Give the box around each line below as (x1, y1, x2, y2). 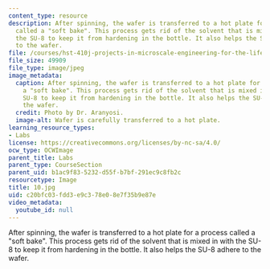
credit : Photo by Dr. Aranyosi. (15, 109, 125, 117)
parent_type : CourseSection (8, 161, 103, 169)
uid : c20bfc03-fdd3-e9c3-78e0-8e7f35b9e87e (8, 190, 157, 199)
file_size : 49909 (8, 57, 67, 65)
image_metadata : (8, 71, 63, 79)
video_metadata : (8, 198, 63, 206)
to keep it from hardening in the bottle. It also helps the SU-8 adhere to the (14, 245, 262, 255)
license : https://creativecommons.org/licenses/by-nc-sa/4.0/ (8, 138, 221, 147)
